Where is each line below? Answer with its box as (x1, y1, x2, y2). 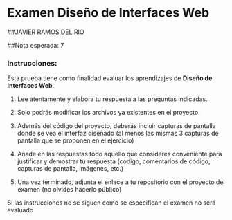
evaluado (7, 206, 34, 214)
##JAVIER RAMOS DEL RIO (7, 28, 84, 36)
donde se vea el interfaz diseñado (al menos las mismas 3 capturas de (17, 129, 220, 138)
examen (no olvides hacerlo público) (17, 185, 122, 194)
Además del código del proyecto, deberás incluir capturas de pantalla (17, 122, 216, 130)
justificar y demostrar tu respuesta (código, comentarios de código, (17, 157, 211, 165)
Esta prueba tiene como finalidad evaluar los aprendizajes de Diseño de (7, 74, 213, 82)
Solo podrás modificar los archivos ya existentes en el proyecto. (17, 109, 201, 117)
